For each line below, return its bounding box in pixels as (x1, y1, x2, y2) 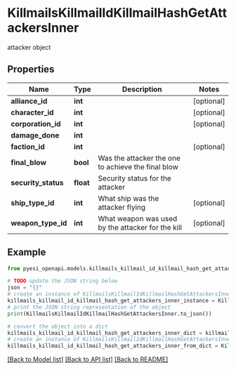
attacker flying (98, 202, 146, 212)
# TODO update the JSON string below (7, 277, 118, 285)
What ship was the (98, 193, 159, 203)
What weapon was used (98, 213, 178, 223)
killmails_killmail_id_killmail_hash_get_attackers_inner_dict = (7, 329, 202, 336)
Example (7, 246, 46, 258)
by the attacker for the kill (98, 223, 183, 232)
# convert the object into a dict (7, 323, 109, 330)
